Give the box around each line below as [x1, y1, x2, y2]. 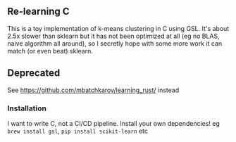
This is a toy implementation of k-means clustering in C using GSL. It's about [7, 24, 230, 32]
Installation [7, 103, 47, 113]
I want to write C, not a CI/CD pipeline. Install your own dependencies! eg [7, 119, 221, 127]
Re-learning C [7, 6, 70, 18]
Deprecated [7, 67, 61, 79]
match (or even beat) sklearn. [7, 46, 93, 55]
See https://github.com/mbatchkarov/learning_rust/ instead [7, 86, 180, 94]
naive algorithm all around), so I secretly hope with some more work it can [7, 39, 223, 48]
